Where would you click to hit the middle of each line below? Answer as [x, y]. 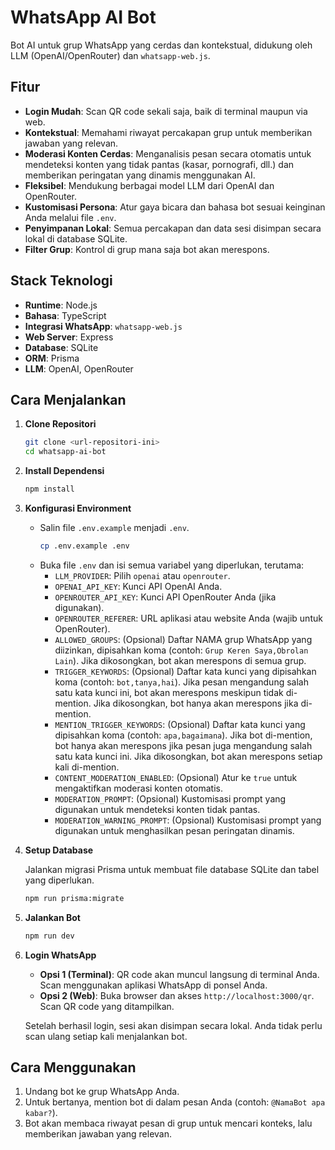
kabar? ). [41, 1113]
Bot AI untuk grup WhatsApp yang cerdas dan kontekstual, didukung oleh [161, 45]
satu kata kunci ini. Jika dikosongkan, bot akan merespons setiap [188, 756]
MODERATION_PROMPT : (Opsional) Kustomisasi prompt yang [170, 798]
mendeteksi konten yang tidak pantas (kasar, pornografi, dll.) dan [159, 164]
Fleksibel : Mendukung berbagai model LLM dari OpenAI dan [149, 185]
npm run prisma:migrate [74, 898]
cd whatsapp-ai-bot [65, 452]
